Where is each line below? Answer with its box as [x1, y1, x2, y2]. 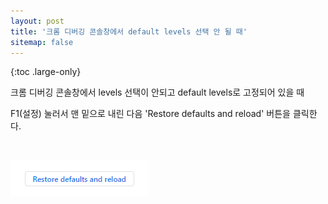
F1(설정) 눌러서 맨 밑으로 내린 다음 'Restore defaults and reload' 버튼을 [10, 108, 291, 120]
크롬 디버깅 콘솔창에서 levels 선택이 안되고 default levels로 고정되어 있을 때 [10, 86, 305, 99]
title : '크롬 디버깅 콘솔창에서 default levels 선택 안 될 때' [10, 26, 248, 37]
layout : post [10, 16, 65, 26]
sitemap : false [10, 37, 74, 47]
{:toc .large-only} [10, 66, 82, 78]
